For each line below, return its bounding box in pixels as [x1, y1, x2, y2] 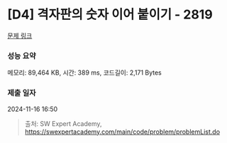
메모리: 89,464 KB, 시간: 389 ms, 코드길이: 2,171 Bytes [7, 68, 162, 77]
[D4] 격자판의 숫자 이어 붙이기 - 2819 [7, 6, 213, 23]
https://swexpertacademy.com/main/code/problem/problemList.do [24, 127, 221, 136]
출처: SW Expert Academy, [24, 119, 102, 128]
